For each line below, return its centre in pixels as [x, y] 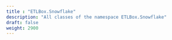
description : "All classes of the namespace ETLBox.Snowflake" [87, 17]
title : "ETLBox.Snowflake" [41, 11]
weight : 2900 [22, 28]
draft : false [22, 22]
